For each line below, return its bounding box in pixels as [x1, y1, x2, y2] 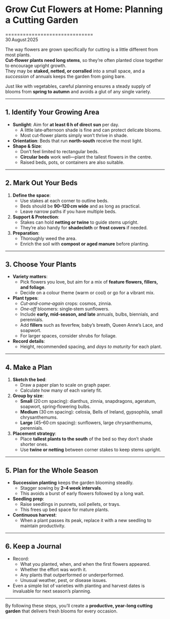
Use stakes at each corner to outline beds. [20, 197, 109, 203]
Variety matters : [12, 273, 48, 280]
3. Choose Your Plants [5, 260, 77, 268]
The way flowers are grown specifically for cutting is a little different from [5, 46, 158, 52]
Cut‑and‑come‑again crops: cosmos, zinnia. [20, 300, 112, 306]
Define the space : [12, 192, 51, 198]
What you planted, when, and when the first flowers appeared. [20, 561, 151, 567]
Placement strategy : [12, 430, 57, 437]
